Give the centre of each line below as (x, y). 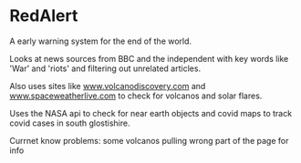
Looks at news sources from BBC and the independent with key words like (149, 58)
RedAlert (44, 16)
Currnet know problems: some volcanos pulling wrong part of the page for (149, 140)
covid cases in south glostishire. (70, 123)
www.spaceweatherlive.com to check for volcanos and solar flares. (136, 96)
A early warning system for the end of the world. (101, 41)
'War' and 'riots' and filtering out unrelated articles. (105, 68)
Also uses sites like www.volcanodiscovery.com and (108, 86)
